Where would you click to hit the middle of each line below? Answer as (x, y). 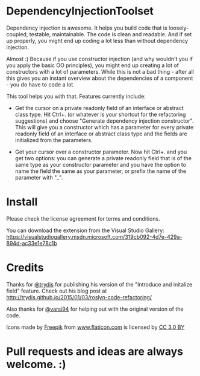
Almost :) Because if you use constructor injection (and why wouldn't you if (99, 59)
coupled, (17, 34)
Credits (25, 268)
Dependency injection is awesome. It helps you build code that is (87, 28)
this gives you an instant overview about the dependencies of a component (100, 78)
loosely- (179, 28)
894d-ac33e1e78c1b (32, 243)
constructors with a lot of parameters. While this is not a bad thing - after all (100, 71)
